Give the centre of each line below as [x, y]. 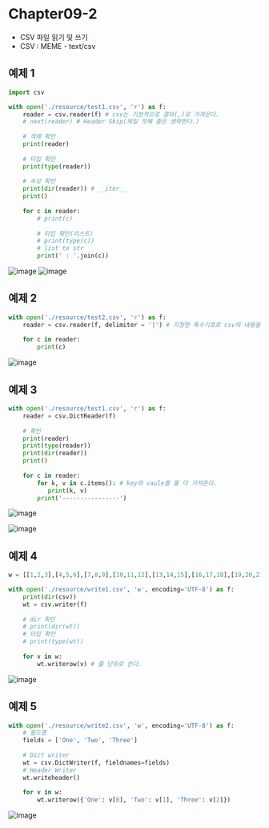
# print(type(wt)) [53, 642]
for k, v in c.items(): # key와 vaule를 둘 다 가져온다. [127, 483]
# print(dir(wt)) [52, 627]
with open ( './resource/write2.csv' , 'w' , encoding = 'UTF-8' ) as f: [121, 725]
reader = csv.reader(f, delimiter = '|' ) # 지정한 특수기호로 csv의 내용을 [142, 325]
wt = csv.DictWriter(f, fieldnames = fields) [96, 762]
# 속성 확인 [39, 181]
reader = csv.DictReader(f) [69, 416]
